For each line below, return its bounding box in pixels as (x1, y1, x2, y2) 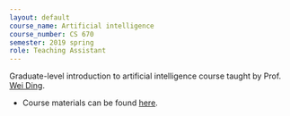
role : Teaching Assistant (9, 46, 106, 55)
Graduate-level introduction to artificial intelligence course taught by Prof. (9, 70, 282, 81)
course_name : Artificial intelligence (9, 21, 154, 30)
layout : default (9, 12, 70, 22)
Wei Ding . (9, 80, 45, 91)
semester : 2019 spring (9, 37, 94, 47)
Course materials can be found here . (22, 97, 159, 108)
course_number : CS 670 (9, 29, 94, 38)
